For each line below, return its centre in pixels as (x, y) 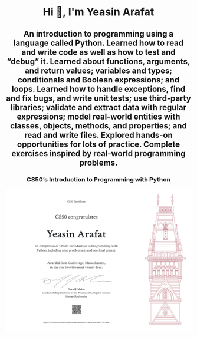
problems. (98, 162)
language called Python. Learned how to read (98, 43)
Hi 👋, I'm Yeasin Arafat (98, 12)
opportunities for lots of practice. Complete (98, 144)
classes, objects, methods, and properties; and (98, 126)
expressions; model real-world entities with (98, 116)
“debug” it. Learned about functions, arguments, (98, 61)
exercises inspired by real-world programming (98, 153)
